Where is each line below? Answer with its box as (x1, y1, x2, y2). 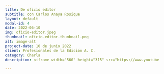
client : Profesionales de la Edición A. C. (5, 48, 96, 53)
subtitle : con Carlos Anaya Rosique (5, 12, 80, 17)
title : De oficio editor (5, 7, 56, 12)
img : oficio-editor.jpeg (5, 30, 56, 35)
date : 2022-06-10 (5, 25, 41, 30)
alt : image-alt (5, 39, 36, 44)
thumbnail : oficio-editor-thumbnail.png (5, 35, 89, 40)
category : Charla (5, 52, 41, 58)
